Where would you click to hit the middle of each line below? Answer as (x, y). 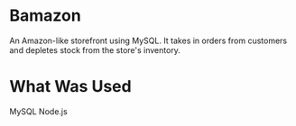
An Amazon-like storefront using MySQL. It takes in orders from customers (148, 40)
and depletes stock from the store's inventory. (95, 49)
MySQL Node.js (38, 111)
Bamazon (45, 16)
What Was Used (71, 87)
